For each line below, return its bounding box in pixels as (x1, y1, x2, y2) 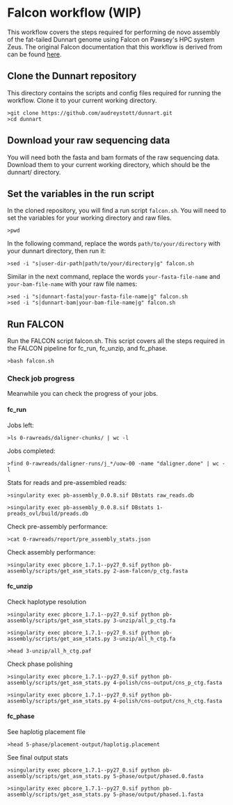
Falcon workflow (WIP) (7, 5, 142, 21)
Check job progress (7, 374, 75, 383)
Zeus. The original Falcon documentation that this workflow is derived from (7, 42, 223, 51)
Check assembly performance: (7, 548, 96, 556)
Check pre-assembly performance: (7, 522, 108, 530)
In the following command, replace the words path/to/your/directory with (7, 239, 221, 248)
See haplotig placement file (7, 728, 86, 736)
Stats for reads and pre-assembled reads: (7, 478, 127, 486)
